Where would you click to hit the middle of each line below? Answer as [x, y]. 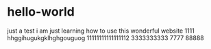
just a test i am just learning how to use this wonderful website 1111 [101, 31]
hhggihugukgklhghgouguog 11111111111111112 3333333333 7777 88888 [105, 37]
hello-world [41, 12]
